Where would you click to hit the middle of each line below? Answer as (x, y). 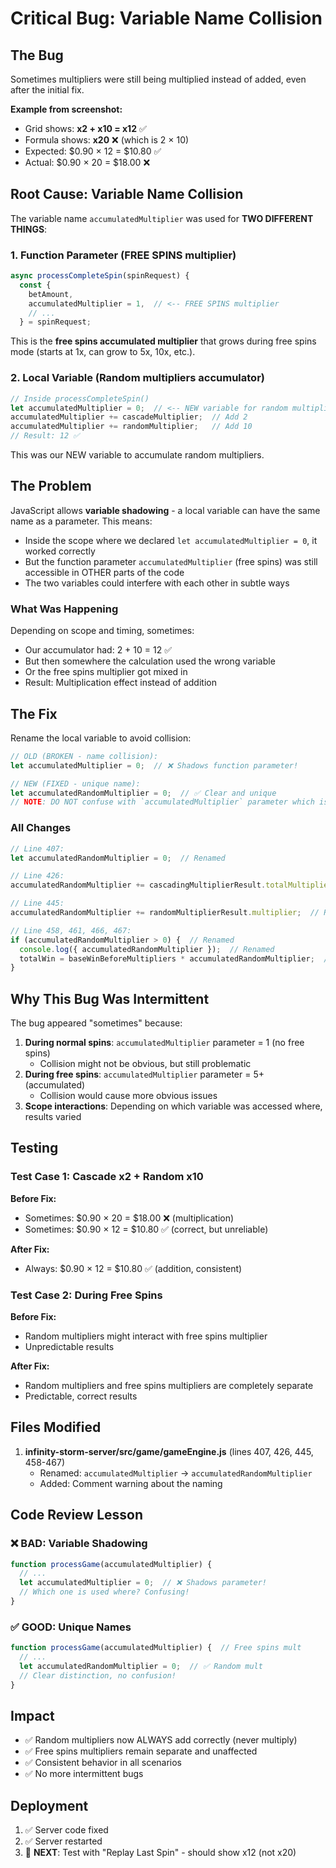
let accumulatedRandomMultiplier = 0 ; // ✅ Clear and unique (143, 793)
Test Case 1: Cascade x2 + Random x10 (107, 1177)
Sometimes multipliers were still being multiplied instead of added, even (158, 79)
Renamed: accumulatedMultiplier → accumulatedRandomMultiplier (176, 1473)
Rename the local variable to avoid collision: (101, 738)
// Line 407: (37, 848)
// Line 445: (37, 903)
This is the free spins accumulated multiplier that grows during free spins (163, 341)
